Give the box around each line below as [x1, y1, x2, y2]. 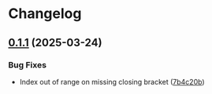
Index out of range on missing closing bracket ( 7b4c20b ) [19, 77, 205, 86]
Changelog [8, 5, 82, 23]
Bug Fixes [8, 60, 47, 70]
